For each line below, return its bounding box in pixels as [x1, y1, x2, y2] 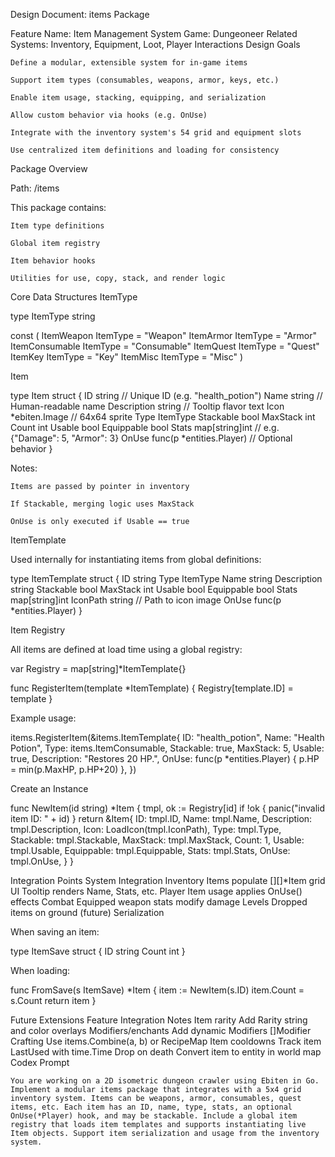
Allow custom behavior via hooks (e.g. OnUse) [10, 110, 208, 120]
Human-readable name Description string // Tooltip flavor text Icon [10, 400, 285, 412]
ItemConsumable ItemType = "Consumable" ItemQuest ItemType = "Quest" [10, 340, 320, 352]
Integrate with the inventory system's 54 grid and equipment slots [10, 128, 302, 138]
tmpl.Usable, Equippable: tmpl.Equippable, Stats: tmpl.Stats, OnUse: [10, 845, 291, 856]
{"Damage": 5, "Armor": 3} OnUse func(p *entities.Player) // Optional [10, 432, 293, 444]
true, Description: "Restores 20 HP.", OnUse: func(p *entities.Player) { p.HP [10, 753, 320, 764]
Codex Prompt [10, 1057, 70, 1068]
